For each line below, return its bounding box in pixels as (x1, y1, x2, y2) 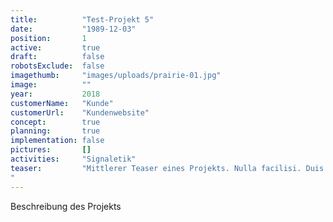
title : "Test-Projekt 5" (10, 14, 155, 25)
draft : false (10, 52, 105, 62)
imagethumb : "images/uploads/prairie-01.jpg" (10, 71, 222, 81)
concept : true (10, 117, 101, 127)
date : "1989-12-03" (10, 24, 137, 34)
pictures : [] (10, 145, 92, 155)
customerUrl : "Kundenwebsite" (10, 107, 150, 118)
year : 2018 (10, 89, 101, 99)
